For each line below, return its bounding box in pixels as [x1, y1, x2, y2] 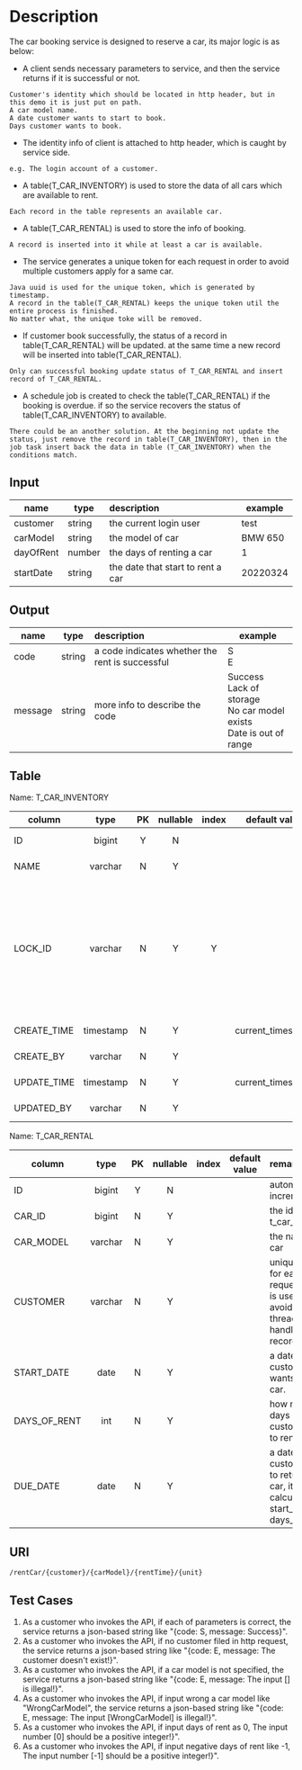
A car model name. [9, 105, 78, 114]
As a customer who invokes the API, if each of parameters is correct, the [22, 1617, 292, 1627]
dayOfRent [13, 546, 59, 559]
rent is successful [93, 655, 169, 668]
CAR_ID [13, 1210, 47, 1223]
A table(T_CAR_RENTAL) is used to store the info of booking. [22, 222, 246, 233]
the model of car [109, 531, 180, 544]
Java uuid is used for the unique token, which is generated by [9, 283, 255, 292]
